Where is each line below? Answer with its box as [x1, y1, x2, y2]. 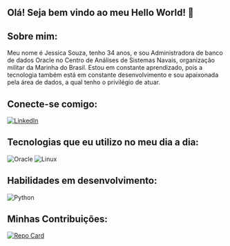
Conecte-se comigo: [7, 98, 98, 110]
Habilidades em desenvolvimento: [7, 175, 157, 187]
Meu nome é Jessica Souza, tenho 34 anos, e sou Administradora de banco [7, 49, 223, 57]
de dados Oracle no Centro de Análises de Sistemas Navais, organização [7, 56, 215, 64]
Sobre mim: [7, 30, 58, 42]
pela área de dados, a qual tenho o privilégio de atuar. [7, 78, 161, 86]
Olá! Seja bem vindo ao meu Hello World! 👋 [7, 7, 195, 19]
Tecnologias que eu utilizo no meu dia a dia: [7, 136, 199, 149]
